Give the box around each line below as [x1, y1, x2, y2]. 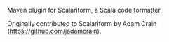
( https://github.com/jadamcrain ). [7, 27, 102, 35]
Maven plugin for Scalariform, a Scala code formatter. [7, 6, 163, 14]
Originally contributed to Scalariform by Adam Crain [7, 20, 157, 27]
